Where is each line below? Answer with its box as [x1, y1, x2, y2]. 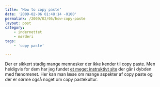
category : [5, 25, 25, 30]
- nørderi [14, 35, 34, 39]
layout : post [5, 20, 32, 26]
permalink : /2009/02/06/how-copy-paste [5, 16, 86, 21]
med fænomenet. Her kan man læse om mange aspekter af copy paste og [5, 71, 153, 77]
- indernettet [14, 30, 42, 35]
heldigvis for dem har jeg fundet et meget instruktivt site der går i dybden [5, 66, 152, 72]
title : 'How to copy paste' [5, 7, 62, 12]
